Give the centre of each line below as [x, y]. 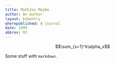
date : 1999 [16, 28]
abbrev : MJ [16, 32]
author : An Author [24, 14]
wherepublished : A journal [33, 23]
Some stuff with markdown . [31, 56]
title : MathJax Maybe [27, 10]
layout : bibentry [23, 19]
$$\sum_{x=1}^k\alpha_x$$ [83, 47]
